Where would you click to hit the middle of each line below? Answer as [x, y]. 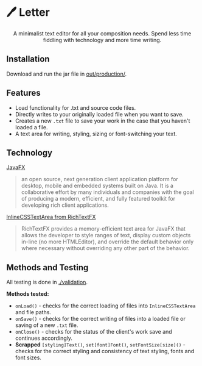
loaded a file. [31, 127]
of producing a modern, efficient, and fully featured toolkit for [98, 199]
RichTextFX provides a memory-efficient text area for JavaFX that [103, 229]
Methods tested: [28, 294]
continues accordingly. [44, 338]
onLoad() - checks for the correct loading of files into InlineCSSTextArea [105, 306]
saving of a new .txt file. [47, 325]
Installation [28, 59]
